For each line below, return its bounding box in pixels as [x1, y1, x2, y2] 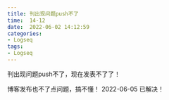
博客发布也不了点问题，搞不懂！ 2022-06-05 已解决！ [7, 85, 164, 93]
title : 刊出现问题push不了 [7, 10, 79, 18]
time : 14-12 [7, 17, 46, 24]
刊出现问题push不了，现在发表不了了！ [7, 70, 121, 78]
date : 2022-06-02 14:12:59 [7, 23, 90, 30]
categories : [7, 30, 42, 37]
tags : [7, 43, 23, 50]
